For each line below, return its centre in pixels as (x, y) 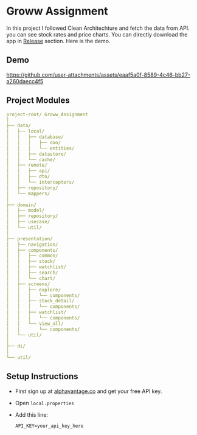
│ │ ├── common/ (33, 256)
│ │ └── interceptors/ (40, 183)
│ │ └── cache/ (31, 159)
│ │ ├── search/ (33, 273)
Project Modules (38, 101)
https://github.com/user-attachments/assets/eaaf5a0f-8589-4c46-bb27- (98, 75)
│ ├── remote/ (27, 165)
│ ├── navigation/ (33, 245)
